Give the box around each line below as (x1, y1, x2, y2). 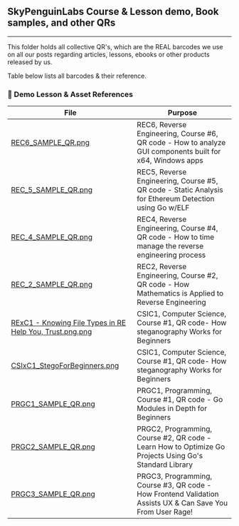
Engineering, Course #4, (137, 223, 218, 233)
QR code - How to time (137, 232, 215, 242)
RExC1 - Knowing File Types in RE (11, 318, 127, 328)
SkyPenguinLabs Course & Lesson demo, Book (7, 6, 219, 18)
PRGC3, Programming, (137, 471, 213, 481)
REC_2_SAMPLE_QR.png (11, 280, 93, 290)
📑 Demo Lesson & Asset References (7, 89, 134, 99)
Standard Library (137, 460, 193, 470)
